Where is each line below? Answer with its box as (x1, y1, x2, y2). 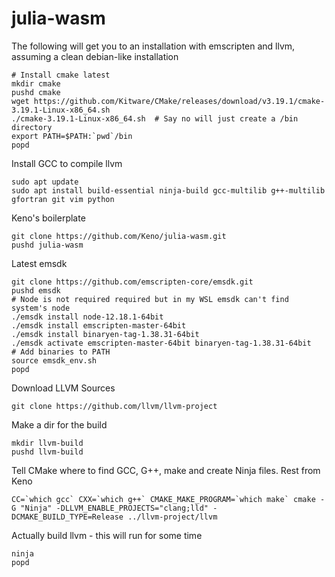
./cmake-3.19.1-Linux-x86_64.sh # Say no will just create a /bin (11, 113, 299, 124)
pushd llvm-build (11, 447, 84, 457)
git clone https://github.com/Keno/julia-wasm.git (11, 231, 227, 241)
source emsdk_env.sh (11, 355, 98, 366)
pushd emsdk (11, 285, 61, 296)
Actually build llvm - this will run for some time (11, 529, 203, 541)
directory (11, 122, 53, 132)
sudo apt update (11, 177, 79, 187)
